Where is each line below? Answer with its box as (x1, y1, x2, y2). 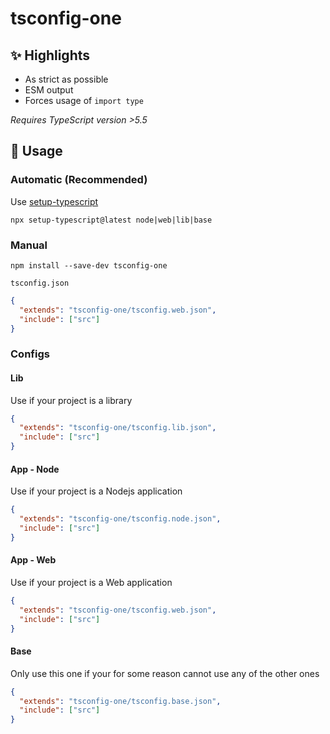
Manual (10, 238, 48, 252)
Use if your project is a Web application (10, 577, 173, 589)
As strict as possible (24, 73, 109, 85)
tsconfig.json (10, 278, 70, 288)
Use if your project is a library (10, 394, 133, 406)
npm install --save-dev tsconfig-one (10, 260, 168, 271)
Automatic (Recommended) (10, 173, 148, 187)
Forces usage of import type (24, 95, 144, 106)
